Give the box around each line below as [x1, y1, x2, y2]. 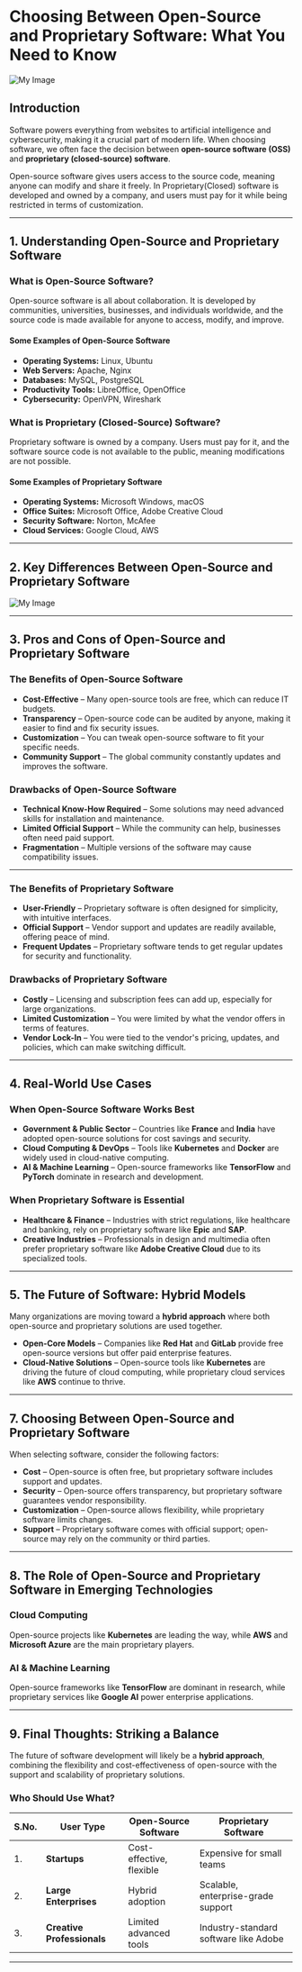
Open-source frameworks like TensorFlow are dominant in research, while [9, 1682, 286, 1693]
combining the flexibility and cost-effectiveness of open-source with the [9, 1759, 277, 1770]
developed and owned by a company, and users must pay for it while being [9, 189, 288, 200]
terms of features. [22, 1022, 90, 1033]
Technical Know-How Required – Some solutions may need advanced [22, 804, 285, 814]
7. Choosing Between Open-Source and [9, 1411, 235, 1426]
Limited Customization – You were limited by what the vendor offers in [22, 1013, 286, 1023]
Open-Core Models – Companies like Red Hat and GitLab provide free [22, 1338, 284, 1349]
